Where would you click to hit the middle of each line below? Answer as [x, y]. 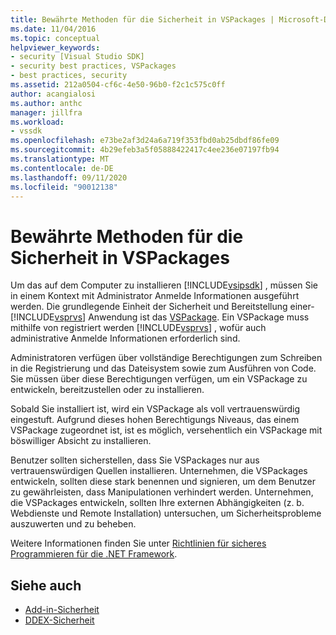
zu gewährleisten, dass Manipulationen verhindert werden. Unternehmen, [162, 492]
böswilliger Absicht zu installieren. [81, 441]
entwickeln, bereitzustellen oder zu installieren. [107, 390]
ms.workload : [37, 122]
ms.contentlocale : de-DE [62, 168]
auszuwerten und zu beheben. [73, 524]
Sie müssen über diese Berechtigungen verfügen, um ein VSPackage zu [159, 379]
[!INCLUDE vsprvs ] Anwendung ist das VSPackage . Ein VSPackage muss [160, 317]
